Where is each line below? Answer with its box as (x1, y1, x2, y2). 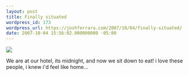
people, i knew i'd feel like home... (6, 64, 89, 71)
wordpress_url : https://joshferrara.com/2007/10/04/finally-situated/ (6, 25, 183, 31)
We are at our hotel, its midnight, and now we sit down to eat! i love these (6, 57, 183, 64)
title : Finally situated (6, 14, 67, 20)
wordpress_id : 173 (6, 19, 51, 25)
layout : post (6, 8, 38, 15)
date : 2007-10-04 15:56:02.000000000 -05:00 (6, 30, 117, 36)
